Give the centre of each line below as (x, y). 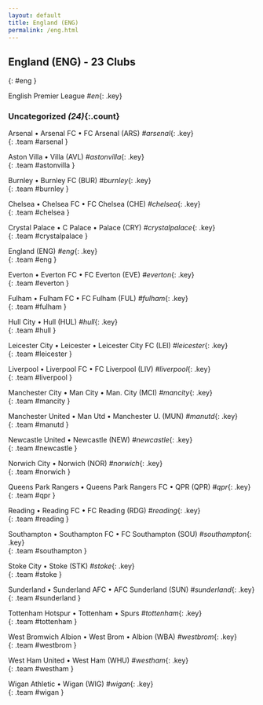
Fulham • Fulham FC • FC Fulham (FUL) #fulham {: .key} (98, 299)
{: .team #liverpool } (40, 377)
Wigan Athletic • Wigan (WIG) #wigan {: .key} (81, 684)
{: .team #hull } (32, 330)
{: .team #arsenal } (38, 141)
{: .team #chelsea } (39, 212)
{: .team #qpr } (32, 495)
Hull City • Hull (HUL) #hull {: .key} (63, 322)
